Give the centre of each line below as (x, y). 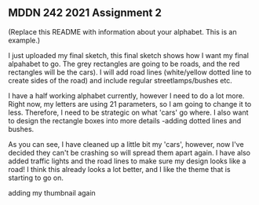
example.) (24, 40)
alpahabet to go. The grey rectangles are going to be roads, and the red (124, 64)
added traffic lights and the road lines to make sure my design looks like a (127, 161)
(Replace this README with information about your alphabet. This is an (122, 31)
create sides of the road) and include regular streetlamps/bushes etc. (120, 80)
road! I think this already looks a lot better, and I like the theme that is (119, 169)
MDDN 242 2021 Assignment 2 (85, 13)
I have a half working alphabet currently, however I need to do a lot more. (126, 95)
